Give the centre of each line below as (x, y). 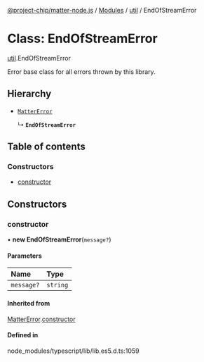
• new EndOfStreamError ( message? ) (59, 239)
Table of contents (46, 147)
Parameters (25, 256)
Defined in (23, 335)
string (57, 285)
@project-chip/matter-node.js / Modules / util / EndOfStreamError (102, 10)
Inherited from (29, 303)
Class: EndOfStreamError (82, 39)
